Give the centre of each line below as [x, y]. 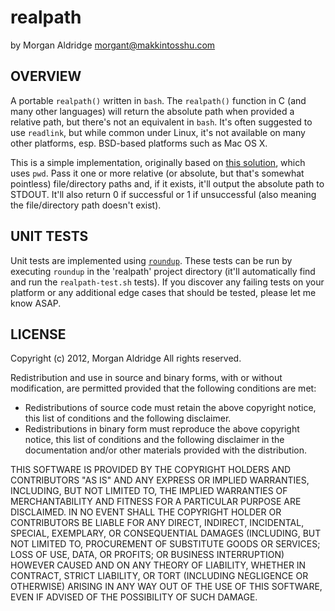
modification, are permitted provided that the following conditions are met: [163, 388]
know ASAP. [36, 303]
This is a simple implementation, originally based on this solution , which [158, 162]
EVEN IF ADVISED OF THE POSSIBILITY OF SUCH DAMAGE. [134, 597]
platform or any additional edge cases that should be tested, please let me [163, 292]
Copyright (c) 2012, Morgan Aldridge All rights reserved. [126, 358]
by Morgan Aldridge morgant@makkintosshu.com [113, 45]
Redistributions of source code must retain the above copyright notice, [170, 408]
